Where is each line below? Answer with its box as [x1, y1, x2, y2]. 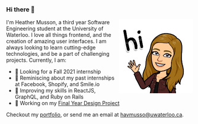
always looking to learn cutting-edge [6, 44, 96, 51]
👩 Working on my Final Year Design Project [14, 100, 120, 107]
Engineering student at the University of [6, 25, 104, 32]
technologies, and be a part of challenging [6, 50, 110, 58]
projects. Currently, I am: [6, 56, 66, 64]
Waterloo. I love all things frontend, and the [6, 31, 111, 39]
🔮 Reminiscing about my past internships [14, 74, 114, 82]
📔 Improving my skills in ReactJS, [14, 87, 96, 94]
